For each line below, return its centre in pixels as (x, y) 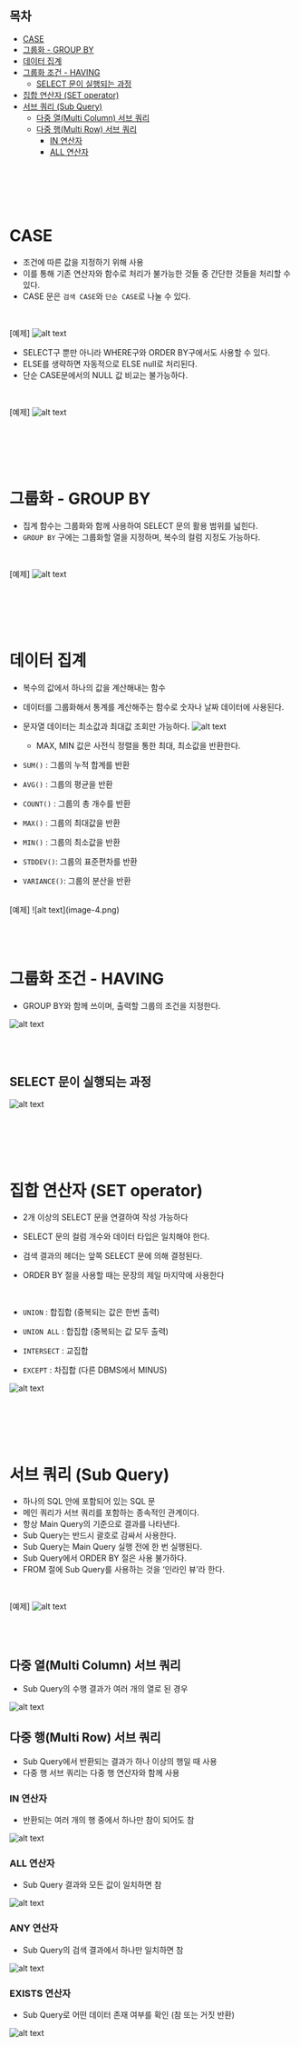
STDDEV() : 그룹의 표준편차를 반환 (80, 861)
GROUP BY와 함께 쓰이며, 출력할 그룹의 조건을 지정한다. (121, 1005)
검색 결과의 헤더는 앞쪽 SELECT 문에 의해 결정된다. (112, 1256)
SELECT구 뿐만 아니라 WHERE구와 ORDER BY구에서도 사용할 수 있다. (146, 352)
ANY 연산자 (34, 1928)
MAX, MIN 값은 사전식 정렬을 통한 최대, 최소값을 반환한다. (138, 745)
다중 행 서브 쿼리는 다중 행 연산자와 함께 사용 (101, 1772)
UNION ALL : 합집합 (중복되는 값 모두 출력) (96, 1332)
